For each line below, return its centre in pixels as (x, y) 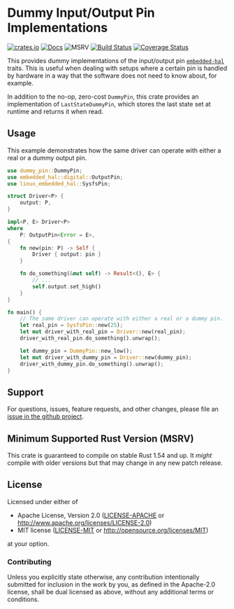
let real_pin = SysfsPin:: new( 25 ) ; (72, 325)
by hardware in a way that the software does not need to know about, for (112, 76)
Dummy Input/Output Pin (81, 13)
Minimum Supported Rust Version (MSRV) (101, 439)
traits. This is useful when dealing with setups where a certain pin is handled (117, 68)
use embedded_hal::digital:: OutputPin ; (65, 177)
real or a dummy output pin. (47, 157)
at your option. (28, 543)
